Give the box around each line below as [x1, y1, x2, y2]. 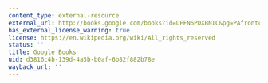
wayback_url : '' [8, 63, 62, 71]
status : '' [8, 41, 45, 49]
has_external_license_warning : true [8, 26, 130, 34]
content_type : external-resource [8, 11, 120, 20]
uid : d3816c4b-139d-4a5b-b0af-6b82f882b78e [8, 56, 156, 64]
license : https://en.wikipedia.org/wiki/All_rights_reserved [8, 33, 216, 42]
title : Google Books [8, 48, 77, 56]
